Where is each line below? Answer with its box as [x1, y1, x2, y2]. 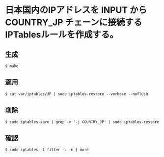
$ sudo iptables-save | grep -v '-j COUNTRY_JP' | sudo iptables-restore [5, 119, 160, 125]
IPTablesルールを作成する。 [5, 29, 119, 40]
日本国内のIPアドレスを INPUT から [5, 4, 147, 16]
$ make [5, 63, 19, 68]
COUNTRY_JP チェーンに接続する [5, 17, 142, 28]
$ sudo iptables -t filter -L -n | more [5, 147, 89, 153]
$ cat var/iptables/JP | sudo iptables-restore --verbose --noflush [5, 92, 148, 96]
